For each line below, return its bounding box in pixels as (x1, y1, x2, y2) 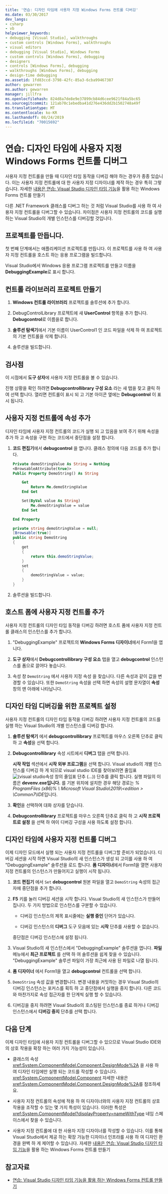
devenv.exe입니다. (22, 779, 61, 785)
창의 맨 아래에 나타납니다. (12, 685, 63, 692)
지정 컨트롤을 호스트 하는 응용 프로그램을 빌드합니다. (10, 252, 113, 258)
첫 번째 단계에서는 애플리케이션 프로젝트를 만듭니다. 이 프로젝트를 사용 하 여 (5, 246, 153, 252)
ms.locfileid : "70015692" (5, 119, 59, 125)
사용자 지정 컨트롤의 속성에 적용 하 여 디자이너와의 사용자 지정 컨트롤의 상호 (12, 1098, 160, 1104)
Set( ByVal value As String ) (22, 499, 80, 504)
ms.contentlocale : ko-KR (5, 110, 57, 116)
